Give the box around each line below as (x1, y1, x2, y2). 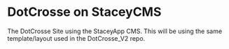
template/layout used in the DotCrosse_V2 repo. (7, 34, 146, 42)
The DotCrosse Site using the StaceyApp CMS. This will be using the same (7, 27, 223, 35)
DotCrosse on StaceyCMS (7, 4, 162, 20)
